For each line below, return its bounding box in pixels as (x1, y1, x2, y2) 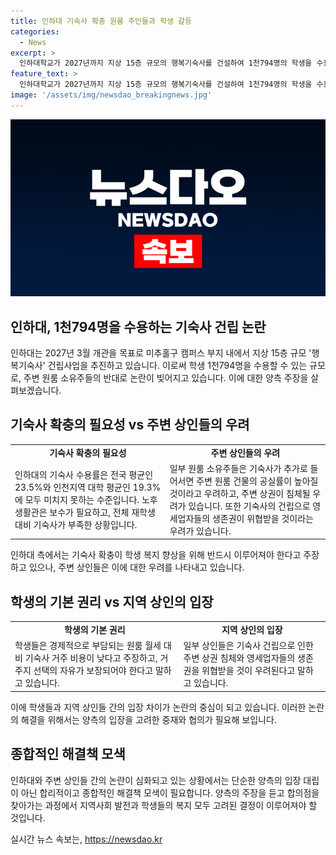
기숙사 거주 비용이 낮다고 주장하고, (24, 652, 158, 664)
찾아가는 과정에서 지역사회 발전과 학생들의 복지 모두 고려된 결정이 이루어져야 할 (10, 799, 318, 811)
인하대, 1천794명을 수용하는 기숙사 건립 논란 (10, 318, 267, 335)
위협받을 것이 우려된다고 (201, 665, 296, 677)
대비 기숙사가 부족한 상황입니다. (14, 518, 138, 530)
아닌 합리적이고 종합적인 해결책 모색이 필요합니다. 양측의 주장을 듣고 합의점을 (20, 786, 320, 799)
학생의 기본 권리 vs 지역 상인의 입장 (10, 593, 214, 610)
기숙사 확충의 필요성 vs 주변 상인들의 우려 (10, 416, 250, 434)
